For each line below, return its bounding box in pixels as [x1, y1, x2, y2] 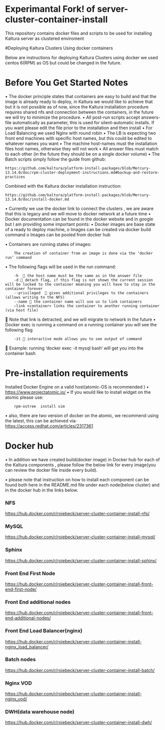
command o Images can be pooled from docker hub [5, 232, 111, 238]
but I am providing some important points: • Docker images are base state [5, 221, 156, 227]
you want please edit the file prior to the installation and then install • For [5, 125, 153, 131]
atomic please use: [5, 394, 43, 400]
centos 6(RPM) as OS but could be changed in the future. [5, 60, 122, 66]
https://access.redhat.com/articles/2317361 [5, 423, 94, 429]
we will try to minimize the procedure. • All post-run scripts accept [5, 114, 140, 120]
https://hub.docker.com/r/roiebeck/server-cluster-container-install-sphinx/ [5, 557, 157, 563]
